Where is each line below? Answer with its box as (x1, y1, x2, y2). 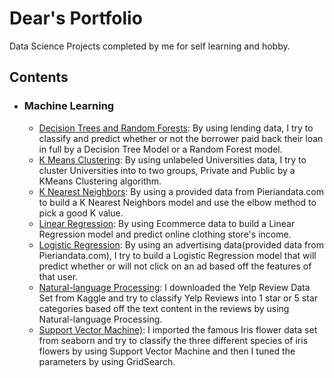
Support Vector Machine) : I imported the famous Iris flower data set (38, 323, 318, 336)
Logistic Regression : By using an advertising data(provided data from (38, 238, 324, 251)
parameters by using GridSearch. (38, 355, 176, 367)
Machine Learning (23, 99, 115, 113)
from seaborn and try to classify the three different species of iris (38, 334, 309, 346)
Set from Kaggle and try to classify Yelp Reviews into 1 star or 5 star (38, 292, 319, 304)
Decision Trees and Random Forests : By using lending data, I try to (38, 122, 314, 134)
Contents (9, 69, 69, 86)
